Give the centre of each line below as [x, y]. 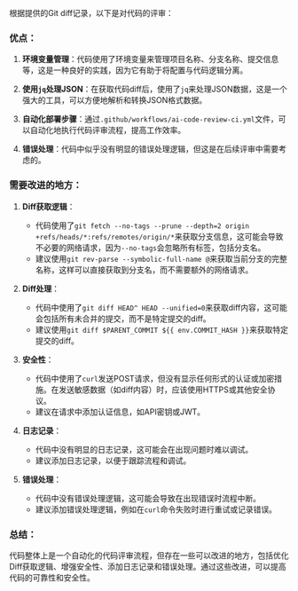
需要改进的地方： [46, 185]
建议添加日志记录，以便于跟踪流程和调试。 [113, 461]
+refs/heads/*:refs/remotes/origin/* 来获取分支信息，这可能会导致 [159, 236]
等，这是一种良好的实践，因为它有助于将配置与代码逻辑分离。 [135, 70]
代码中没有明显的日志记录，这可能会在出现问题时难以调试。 [144, 449]
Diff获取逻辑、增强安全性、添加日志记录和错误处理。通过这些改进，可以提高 [148, 566]
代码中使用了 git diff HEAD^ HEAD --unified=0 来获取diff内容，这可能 [161, 307]
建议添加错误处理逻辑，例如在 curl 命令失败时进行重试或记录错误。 [156, 509]
